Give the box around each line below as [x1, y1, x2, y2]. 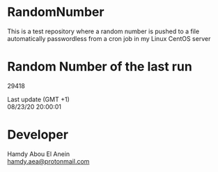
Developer [7, 127, 68, 143]
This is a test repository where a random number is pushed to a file [7, 27, 200, 35]
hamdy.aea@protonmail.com [7, 157, 90, 165]
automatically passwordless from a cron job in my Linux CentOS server [7, 34, 211, 42]
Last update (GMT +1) [7, 95, 70, 103]
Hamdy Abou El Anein [7, 150, 70, 158]
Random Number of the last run [7, 59, 193, 75]
